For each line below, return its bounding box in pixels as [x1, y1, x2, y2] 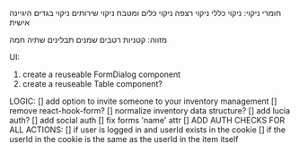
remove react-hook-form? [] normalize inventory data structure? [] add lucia [9, 106, 290, 115]
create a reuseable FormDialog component [22, 69, 181, 80]
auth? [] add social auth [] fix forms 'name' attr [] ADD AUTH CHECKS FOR [9, 115, 286, 125]
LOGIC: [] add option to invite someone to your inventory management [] [9, 96, 277, 106]
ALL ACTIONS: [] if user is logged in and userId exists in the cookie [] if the [9, 124, 286, 135]
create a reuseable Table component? [22, 79, 163, 89]
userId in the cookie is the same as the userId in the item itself [9, 134, 239, 144]
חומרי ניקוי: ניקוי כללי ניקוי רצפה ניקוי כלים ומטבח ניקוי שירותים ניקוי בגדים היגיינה [9, 8, 281, 18]
